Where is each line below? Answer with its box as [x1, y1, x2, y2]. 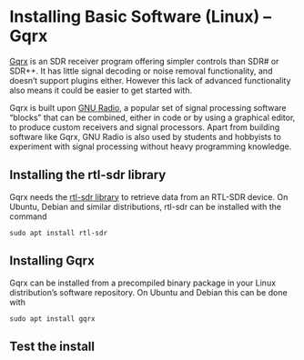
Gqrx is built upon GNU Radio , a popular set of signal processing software [9, 102, 287, 113]
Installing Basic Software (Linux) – [9, 6, 271, 27]
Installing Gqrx [9, 253, 96, 269]
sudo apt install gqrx [9, 314, 96, 324]
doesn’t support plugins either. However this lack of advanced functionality [9, 75, 291, 85]
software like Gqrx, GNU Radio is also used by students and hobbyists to [9, 131, 282, 142]
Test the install [9, 338, 96, 354]
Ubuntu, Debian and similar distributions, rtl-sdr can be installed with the [9, 201, 282, 212]
